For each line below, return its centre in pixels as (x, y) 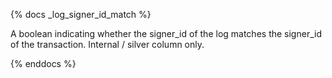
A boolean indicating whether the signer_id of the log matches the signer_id (166, 33)
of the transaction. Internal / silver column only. (107, 44)
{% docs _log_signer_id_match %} (81, 14)
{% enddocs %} (43, 63)
